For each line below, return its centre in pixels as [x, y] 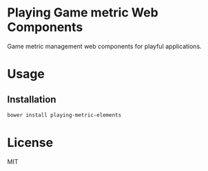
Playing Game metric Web [83, 13]
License [30, 143]
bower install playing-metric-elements [64, 115]
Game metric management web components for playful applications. [104, 46]
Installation [32, 99]
